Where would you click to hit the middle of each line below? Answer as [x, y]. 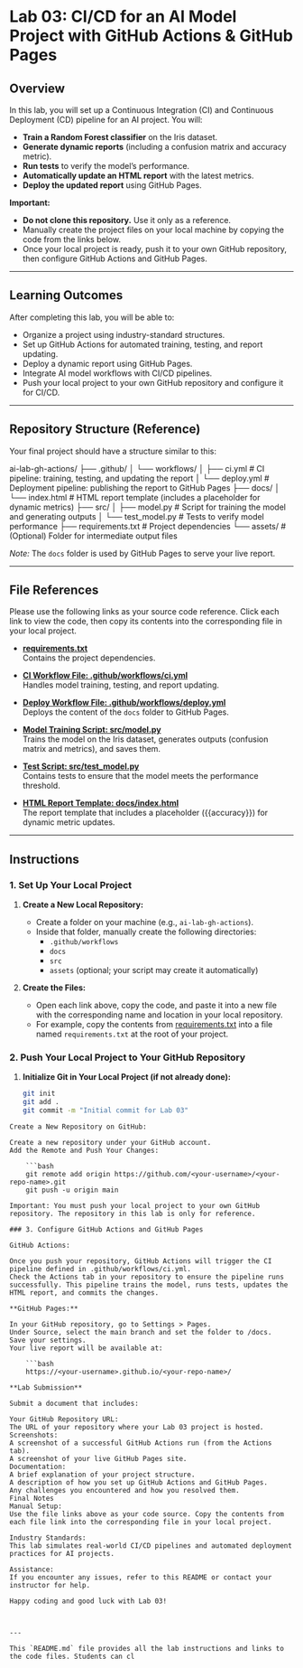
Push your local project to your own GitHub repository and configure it [153, 382]
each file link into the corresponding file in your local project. [141, 1523]
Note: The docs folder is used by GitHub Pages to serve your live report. [142, 553]
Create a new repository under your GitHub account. [110, 1143]
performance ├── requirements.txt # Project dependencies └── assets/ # [148, 526]
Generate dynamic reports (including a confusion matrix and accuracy [154, 147]
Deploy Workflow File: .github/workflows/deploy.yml [124, 703]
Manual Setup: [36, 1506]
